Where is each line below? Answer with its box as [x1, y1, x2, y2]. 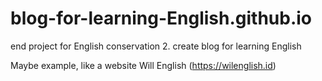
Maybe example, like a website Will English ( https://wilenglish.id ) [10, 59, 277, 71]
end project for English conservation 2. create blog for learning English [10, 40, 302, 52]
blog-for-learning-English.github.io [10, 7, 313, 30]
